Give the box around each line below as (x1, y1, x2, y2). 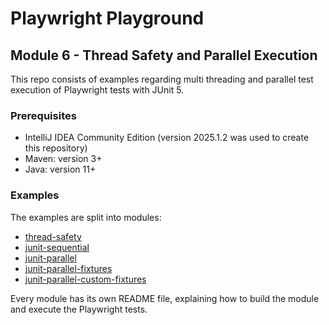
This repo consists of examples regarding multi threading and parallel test (10, 73, 314, 85)
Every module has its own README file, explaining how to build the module (10, 292, 320, 304)
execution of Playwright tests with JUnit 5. (10, 84, 185, 96)
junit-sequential (24, 241, 90, 253)
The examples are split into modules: (10, 211, 162, 223)
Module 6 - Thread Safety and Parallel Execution (10, 47, 318, 64)
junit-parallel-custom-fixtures (24, 273, 147, 285)
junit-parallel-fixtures (24, 262, 113, 274)
